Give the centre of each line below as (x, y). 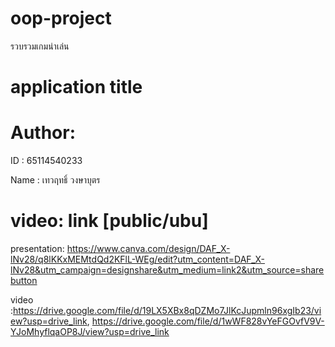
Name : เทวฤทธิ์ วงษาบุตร (55, 180)
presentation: (37, 248)
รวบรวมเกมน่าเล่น (40, 46)
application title (76, 87)
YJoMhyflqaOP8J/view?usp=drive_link (90, 331)
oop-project (61, 18)
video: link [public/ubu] (109, 221)
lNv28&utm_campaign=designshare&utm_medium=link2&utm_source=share (167, 270)
